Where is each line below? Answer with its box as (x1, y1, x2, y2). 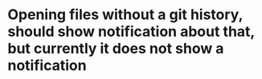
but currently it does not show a (7, 40, 224, 57)
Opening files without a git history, (7, 6, 243, 24)
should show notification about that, (7, 22, 255, 41)
